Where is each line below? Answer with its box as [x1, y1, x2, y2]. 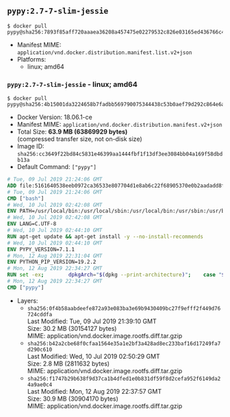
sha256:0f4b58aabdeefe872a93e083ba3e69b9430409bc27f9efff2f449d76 [27, 305, 221, 312]
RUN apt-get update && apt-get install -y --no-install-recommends [7, 233, 204, 240]
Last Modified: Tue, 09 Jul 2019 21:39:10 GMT [27, 317, 157, 325]
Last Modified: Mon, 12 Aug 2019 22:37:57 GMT [27, 387, 162, 395]
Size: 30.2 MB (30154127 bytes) [27, 324, 117, 332]
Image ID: [16, 142, 44, 151]
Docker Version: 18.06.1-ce [16, 113, 92, 121]
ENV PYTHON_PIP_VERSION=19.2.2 [7, 259, 97, 266]
